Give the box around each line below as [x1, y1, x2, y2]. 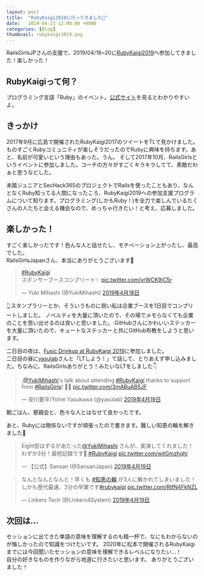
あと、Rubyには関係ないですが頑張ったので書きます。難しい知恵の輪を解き [6, 421, 195, 428]
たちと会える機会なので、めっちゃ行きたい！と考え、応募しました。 [27, 204, 199, 212]
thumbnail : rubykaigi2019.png [6, 32, 83, 38]
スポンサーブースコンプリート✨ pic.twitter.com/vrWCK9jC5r [21, 276, 172, 283]
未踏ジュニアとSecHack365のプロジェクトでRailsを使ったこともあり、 [6, 181, 183, 189]
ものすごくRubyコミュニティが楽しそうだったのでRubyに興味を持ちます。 [6, 146, 191, 153]
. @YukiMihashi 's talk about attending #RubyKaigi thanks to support [21, 376, 191, 384]
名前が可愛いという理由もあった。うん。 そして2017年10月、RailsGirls [16, 153, 192, 160]
